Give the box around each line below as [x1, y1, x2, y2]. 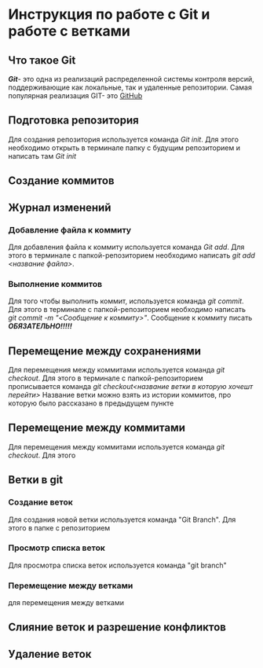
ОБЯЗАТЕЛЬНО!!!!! [8, 321, 72, 331]
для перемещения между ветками [8, 598, 124, 607]
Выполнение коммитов [8, 278, 103, 289]
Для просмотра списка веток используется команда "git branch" [8, 560, 227, 570]
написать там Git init [8, 151, 77, 160]
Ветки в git [8, 473, 64, 486]
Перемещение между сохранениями [8, 344, 202, 358]
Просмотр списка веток [8, 542, 106, 553]
